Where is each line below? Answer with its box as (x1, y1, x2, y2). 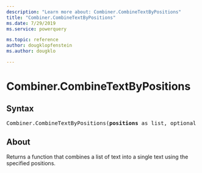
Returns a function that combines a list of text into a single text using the (6, 153, 189, 160)
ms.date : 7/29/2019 (6, 20, 56, 26)
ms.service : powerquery (6, 25, 67, 32)
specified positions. (6, 159, 56, 167)
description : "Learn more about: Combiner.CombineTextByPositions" (6, 8, 182, 15)
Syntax (6, 104, 34, 114)
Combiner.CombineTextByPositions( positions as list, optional (6, 120, 197, 126)
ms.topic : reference (6, 37, 59, 43)
